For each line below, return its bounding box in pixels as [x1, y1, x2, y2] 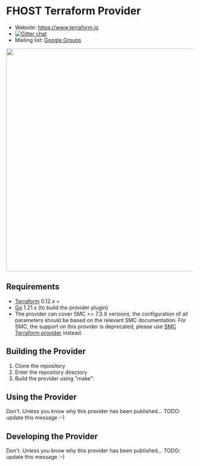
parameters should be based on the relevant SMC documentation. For [14, 316, 186, 323]
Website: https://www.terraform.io [14, 24, 99, 31]
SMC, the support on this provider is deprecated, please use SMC [14, 323, 177, 330]
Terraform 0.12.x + [14, 297, 60, 304]
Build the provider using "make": [14, 374, 95, 382]
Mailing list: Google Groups [14, 36, 82, 43]
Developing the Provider [6, 431, 98, 441]
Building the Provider [6, 347, 86, 357]
